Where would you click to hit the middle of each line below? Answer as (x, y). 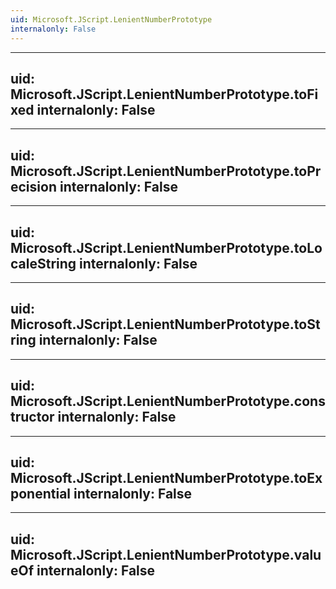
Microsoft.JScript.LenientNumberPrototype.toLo (166, 247)
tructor (32, 417)
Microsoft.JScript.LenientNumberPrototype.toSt (165, 324)
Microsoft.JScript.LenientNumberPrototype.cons (168, 401)
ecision (33, 186)
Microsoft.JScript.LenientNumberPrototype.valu (166, 554)
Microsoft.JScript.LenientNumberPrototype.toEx (166, 477)
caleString (43, 263)
